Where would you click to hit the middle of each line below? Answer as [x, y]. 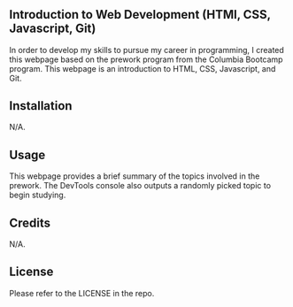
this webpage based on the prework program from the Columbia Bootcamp [146, 59]
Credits [30, 223]
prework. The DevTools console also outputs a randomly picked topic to [140, 186]
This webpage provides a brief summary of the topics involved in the [135, 176]
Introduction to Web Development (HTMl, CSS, [140, 15]
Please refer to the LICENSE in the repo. [82, 293]
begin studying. [38, 195]
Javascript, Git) [53, 29]
